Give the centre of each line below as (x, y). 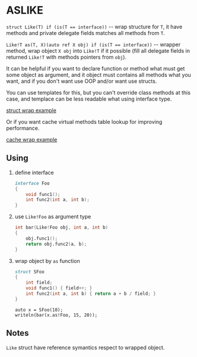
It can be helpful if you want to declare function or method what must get (96, 68)
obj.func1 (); (42, 238)
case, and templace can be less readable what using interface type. (89, 99)
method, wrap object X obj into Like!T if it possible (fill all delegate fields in (98, 50)
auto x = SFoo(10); (39, 310)
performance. (23, 128)
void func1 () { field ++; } (59, 288)
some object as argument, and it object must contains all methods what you (99, 75)
